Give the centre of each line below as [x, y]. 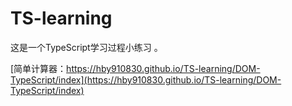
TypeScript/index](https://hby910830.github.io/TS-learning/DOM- [146, 79]
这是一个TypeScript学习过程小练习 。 [86, 47]
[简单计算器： [38, 68]
